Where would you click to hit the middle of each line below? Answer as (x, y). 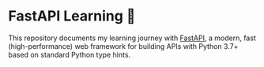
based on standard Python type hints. (70, 54)
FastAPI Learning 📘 (72, 16)
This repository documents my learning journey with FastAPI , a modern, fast (132, 38)
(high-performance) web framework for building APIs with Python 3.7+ (123, 46)
